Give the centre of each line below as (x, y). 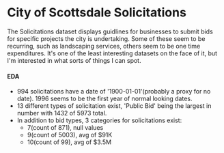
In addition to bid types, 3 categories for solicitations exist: (99, 120)
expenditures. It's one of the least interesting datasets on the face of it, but (112, 53)
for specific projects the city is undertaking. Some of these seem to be (106, 38)
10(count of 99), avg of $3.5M (69, 142)
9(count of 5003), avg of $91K (70, 135)
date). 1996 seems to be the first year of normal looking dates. (104, 99)
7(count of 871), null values (65, 128)
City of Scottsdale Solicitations (97, 13)
